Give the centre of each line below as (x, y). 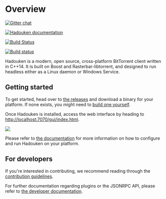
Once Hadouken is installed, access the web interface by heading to (75, 114)
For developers (29, 159)
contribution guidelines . (29, 176)
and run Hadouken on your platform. (42, 143)
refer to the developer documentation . (44, 191)
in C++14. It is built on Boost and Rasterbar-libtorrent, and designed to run (81, 66)
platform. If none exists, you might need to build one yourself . (68, 104)
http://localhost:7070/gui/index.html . (42, 119)
